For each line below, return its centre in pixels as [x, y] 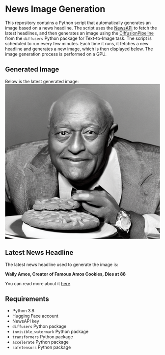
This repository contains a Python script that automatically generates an [78, 23]
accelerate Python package [40, 342]
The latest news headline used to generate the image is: [62, 265]
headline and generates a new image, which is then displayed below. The [79, 49]
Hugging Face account [35, 316]
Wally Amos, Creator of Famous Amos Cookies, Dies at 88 [66, 274]
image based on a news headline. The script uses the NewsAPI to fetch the [81, 28]
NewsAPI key [26, 321]
